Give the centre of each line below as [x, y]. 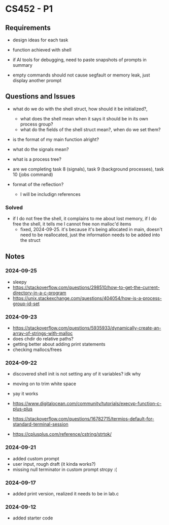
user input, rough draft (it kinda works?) [54, 464]
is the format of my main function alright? [56, 139]
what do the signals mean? [41, 149]
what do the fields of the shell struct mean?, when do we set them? [90, 129]
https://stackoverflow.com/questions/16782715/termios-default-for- [83, 419]
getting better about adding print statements [59, 344]
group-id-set [26, 304]
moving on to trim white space [44, 384]
